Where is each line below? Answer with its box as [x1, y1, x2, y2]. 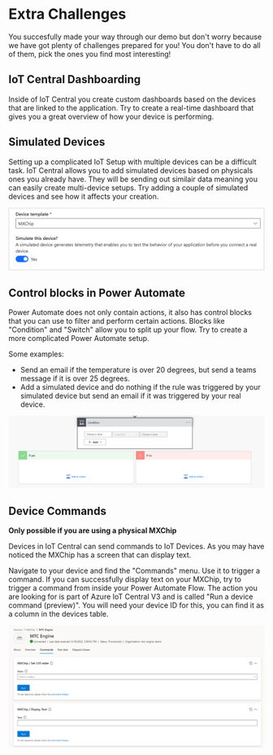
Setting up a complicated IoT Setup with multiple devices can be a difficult [8, 156, 258, 167]
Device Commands [8, 504, 107, 517]
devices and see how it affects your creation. [8, 191, 159, 201]
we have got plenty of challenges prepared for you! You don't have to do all [8, 40, 262, 50]
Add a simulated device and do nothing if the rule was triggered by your [19, 382, 262, 392]
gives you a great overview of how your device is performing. [8, 111, 214, 121]
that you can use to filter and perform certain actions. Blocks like [8, 316, 225, 326]
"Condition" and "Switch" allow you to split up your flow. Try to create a [8, 325, 248, 334]
